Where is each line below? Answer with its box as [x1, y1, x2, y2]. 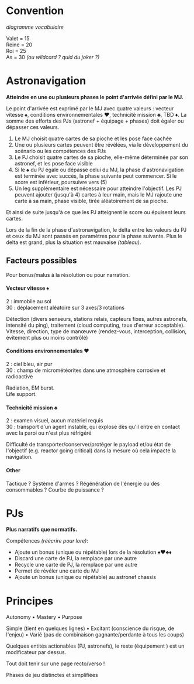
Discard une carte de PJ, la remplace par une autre [14, 555, 137, 562]
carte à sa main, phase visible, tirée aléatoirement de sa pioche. [14, 197, 168, 204]
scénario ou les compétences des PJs [14, 147, 106, 154]
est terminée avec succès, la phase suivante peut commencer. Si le [14, 172, 177, 180]
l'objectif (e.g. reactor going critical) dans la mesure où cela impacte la [6, 447, 176, 454]
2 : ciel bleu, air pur [6, 361, 53, 368]
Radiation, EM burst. [6, 384, 55, 391]
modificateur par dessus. [6, 649, 67, 656]
